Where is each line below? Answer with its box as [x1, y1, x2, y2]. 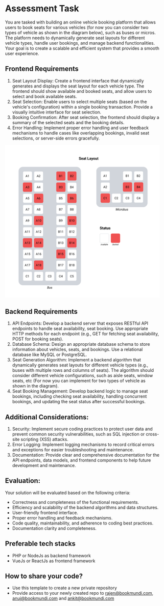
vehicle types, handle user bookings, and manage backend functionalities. [5, 40, 155, 46]
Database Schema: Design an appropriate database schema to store [12, 341, 150, 347]
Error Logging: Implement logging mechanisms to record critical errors [12, 441, 155, 447]
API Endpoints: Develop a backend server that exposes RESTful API [12, 320, 148, 327]
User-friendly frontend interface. [12, 509, 78, 516]
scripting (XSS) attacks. [21, 436, 69, 442]
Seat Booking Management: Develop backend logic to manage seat [12, 388, 148, 394]
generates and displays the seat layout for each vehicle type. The [12, 83, 144, 89]
